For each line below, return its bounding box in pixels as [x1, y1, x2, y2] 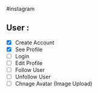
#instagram [6, 5, 35, 12]
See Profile [15, 46, 43, 53]
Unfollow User [15, 73, 51, 81]
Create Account [15, 39, 54, 46]
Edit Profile [15, 60, 43, 66]
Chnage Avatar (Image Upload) [15, 80, 93, 88]
